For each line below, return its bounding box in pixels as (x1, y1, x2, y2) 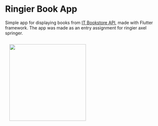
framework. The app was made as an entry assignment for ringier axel (5, 25, 147, 30)
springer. (5, 30, 23, 36)
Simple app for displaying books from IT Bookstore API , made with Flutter (5, 20, 153, 25)
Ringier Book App (5, 3, 77, 15)
